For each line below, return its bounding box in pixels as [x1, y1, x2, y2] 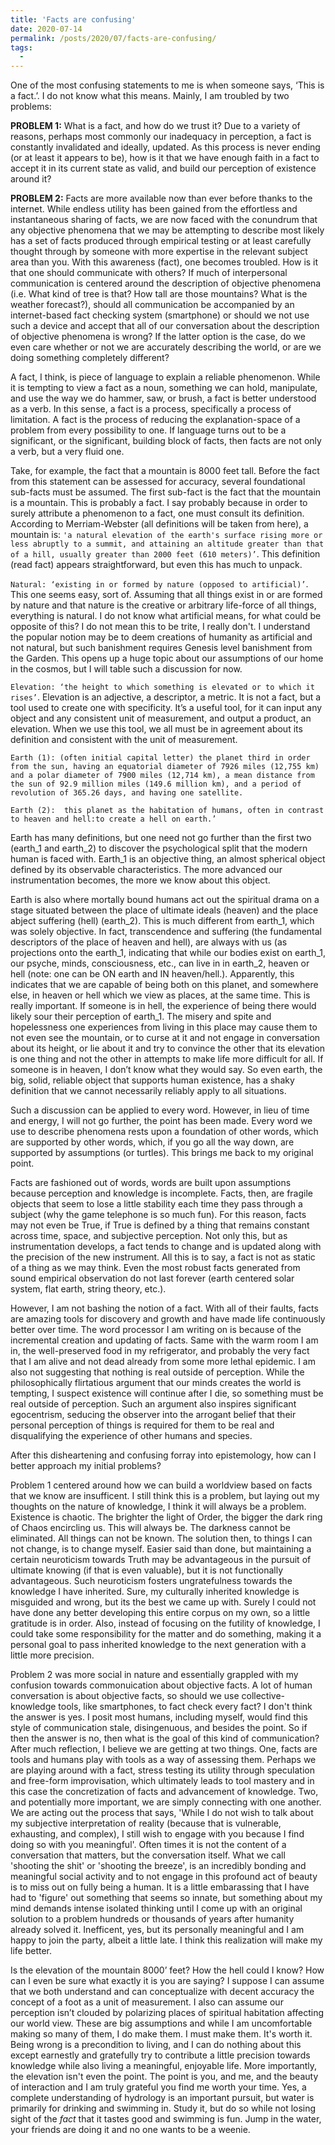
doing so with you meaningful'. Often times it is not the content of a [10, 1839, 287, 1851]
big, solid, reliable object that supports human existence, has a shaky [10, 1074, 295, 1086]
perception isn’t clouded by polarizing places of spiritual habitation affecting [10, 2007, 325, 2019]
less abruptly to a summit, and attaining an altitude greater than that [10, 539, 325, 550]
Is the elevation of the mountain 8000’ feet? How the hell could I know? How [10, 1964, 325, 1976]
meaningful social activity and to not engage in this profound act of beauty [10, 1871, 318, 1883]
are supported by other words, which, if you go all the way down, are [10, 1136, 295, 1148]
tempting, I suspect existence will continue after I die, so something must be [10, 1387, 324, 1400]
